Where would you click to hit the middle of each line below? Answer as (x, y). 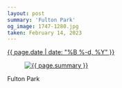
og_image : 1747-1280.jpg (43, 26)
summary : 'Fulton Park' (42, 20)
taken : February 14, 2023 (44, 33)
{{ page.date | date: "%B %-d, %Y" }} (61, 52)
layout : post (26, 13)
